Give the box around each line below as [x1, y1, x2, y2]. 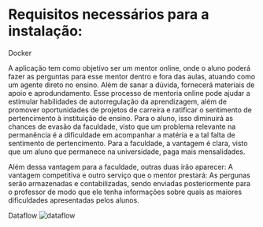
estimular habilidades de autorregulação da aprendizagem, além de [8, 97, 227, 106]
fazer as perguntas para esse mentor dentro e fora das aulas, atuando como [8, 71, 256, 81]
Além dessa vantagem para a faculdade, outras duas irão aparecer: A [8, 162, 234, 171]
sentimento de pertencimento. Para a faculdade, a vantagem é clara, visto [8, 138, 248, 148]
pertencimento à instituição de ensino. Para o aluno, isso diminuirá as [8, 113, 234, 123]
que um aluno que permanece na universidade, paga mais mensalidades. [8, 147, 246, 156]
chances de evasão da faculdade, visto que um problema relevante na [8, 122, 236, 131]
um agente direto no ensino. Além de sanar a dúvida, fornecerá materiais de [8, 80, 255, 90]
